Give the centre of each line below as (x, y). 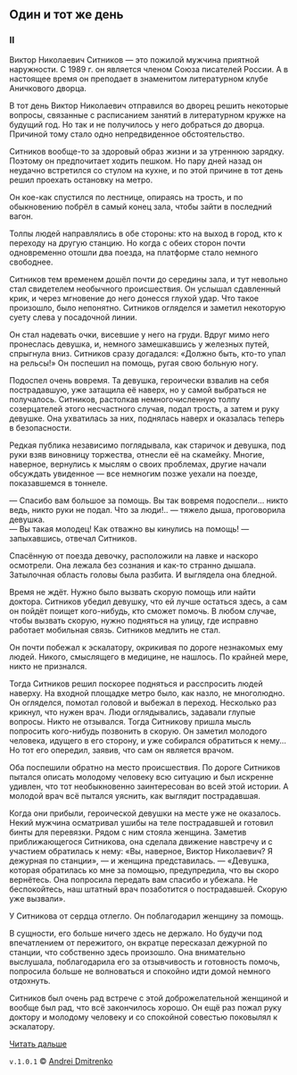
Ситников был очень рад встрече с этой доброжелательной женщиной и (149, 998)
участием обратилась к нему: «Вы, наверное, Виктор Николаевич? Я (141, 851)
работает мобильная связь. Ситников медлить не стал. (115, 630)
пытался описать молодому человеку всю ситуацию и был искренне (141, 777)
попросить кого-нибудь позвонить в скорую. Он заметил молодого (138, 731)
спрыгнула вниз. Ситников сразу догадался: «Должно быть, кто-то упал (148, 353)
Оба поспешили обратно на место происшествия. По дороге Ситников (145, 767)
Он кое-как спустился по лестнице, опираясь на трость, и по (126, 197)
